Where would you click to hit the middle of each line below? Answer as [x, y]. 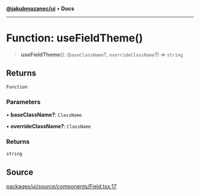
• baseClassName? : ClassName [44, 115]
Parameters [23, 102]
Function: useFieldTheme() [75, 38]
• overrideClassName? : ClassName [49, 127]
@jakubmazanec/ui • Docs [40, 9]
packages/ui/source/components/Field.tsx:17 [62, 186]
